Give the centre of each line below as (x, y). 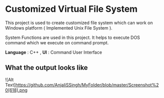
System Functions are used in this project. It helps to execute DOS (73, 37)
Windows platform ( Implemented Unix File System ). (59, 28)
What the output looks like (47, 68)
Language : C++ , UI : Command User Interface (54, 52)
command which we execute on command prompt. (57, 42)
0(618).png (16, 90)
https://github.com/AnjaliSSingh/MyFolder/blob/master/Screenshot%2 (87, 85)
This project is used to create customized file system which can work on (79, 23)
